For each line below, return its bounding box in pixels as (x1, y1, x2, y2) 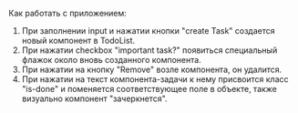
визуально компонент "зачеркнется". (21, 93, 168, 104)
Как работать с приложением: (8, 8, 127, 18)
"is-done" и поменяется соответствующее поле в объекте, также (21, 84, 277, 94)
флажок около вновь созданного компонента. (21, 55, 201, 65)
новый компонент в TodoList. (21, 36, 136, 46)
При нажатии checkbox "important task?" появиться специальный (21, 45, 278, 56)
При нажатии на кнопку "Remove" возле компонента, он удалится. (21, 64, 283, 75)
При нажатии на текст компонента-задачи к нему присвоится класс (21, 74, 289, 85)
